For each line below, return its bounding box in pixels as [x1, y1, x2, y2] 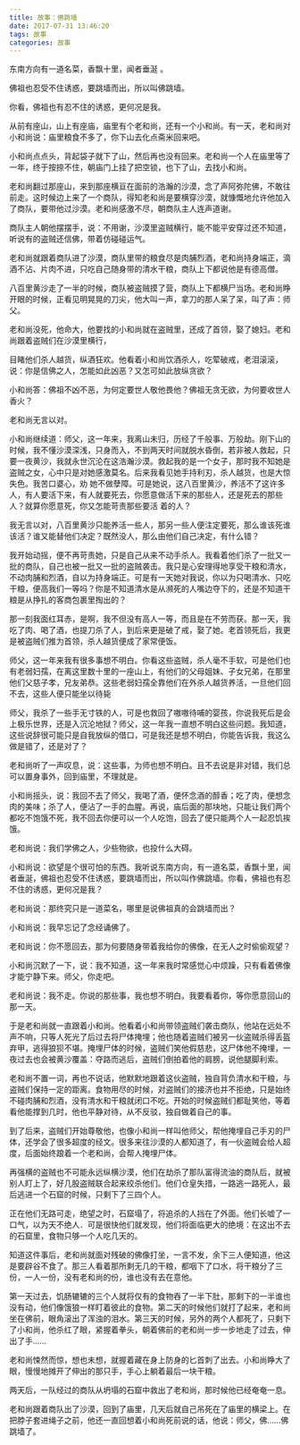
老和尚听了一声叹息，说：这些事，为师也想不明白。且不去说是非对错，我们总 [9, 760, 291, 771]
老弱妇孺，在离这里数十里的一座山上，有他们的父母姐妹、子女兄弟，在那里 [16, 666, 291, 677]
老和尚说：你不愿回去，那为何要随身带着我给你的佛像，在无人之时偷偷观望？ [9, 941, 291, 952]
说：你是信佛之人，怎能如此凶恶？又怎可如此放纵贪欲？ [9, 366, 212, 376]
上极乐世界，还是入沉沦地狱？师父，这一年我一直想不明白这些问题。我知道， [9, 719, 291, 730]
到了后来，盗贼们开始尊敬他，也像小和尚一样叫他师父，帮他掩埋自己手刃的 [9, 1126, 283, 1137]
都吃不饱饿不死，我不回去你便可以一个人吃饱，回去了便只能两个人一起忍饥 [9, 813, 283, 824]
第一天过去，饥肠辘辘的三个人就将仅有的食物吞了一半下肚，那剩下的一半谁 [9, 1291, 283, 1302]
